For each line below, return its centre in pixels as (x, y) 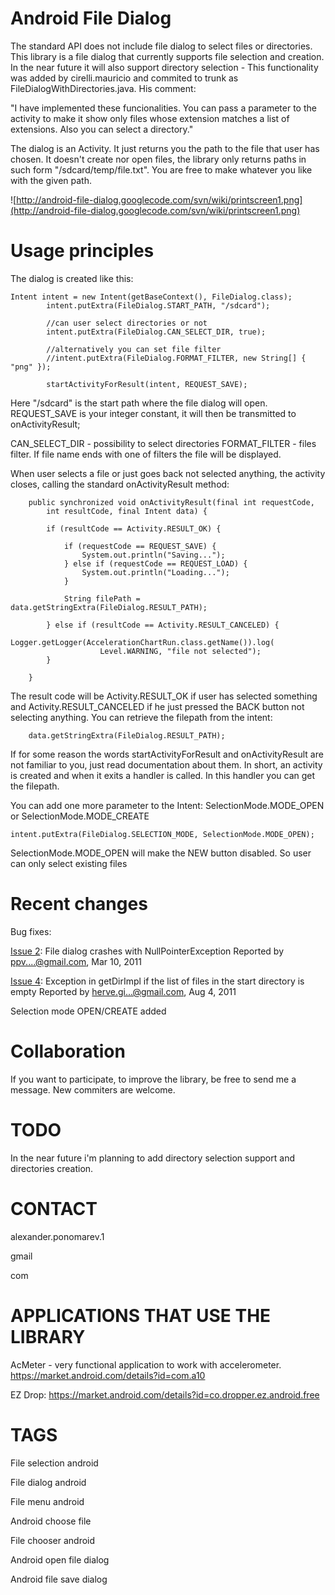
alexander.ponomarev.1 (57, 1236)
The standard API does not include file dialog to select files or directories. (161, 46)
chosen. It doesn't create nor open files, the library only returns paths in (158, 159)
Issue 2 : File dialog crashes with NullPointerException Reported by (147, 951)
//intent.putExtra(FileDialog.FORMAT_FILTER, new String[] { (176, 358)
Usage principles (82, 251)
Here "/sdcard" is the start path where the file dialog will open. (139, 403)
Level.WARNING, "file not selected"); (180, 651)
